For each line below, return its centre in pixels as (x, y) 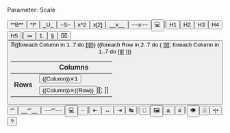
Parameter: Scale (31, 10)
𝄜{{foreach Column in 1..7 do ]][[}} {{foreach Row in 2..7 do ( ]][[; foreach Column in (115, 45)
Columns (74, 67)
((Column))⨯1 (60, 79)
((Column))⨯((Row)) (68, 90)
